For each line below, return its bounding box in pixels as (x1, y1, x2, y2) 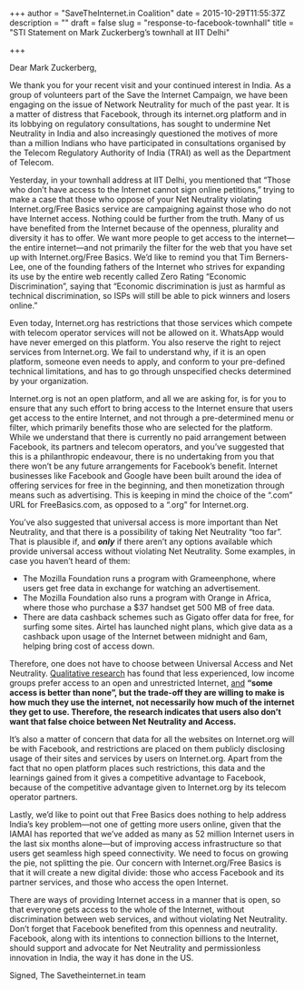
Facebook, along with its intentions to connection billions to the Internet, (9, 933, 279, 944)
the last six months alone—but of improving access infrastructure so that (9, 838, 282, 848)
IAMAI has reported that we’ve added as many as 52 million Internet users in (9, 828, 295, 839)
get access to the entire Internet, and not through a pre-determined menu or (9, 412, 295, 423)
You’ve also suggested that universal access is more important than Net (9, 517, 279, 528)
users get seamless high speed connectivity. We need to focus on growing (9, 848, 289, 858)
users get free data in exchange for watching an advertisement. (22, 583, 260, 593)
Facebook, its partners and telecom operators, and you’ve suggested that (9, 441, 285, 452)
